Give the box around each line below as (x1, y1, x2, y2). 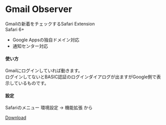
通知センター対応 (12, 43, 48, 49)
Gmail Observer (5, 4, 72, 15)
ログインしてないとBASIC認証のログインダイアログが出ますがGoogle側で (5, 74, 157, 80)
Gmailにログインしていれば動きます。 (5, 68, 83, 74)
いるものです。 (18, 80, 49, 86)
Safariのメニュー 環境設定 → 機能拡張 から (5, 104, 93, 111)
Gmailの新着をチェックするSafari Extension (5, 21, 95, 27)
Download (5, 114, 27, 121)
